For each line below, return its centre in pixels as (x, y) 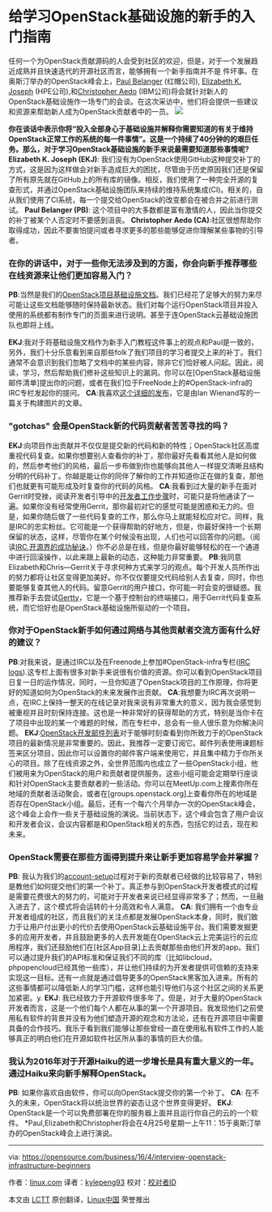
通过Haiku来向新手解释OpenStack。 (80, 1073)
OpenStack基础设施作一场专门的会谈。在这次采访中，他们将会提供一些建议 (133, 101)
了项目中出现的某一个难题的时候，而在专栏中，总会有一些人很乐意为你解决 (132, 722)
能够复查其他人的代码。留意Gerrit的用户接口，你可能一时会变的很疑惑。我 (138, 587)
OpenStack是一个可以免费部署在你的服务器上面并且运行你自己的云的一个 (130, 1113)
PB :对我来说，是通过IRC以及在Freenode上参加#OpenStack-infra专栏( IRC (130, 662)
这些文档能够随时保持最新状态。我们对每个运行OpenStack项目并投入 (144, 305)
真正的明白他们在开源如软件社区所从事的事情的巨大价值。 (111, 1039)
